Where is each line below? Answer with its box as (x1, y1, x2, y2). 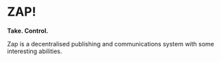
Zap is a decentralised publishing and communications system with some (7, 40, 215, 48)
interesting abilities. (7, 47, 62, 55)
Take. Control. (7, 27, 49, 35)
